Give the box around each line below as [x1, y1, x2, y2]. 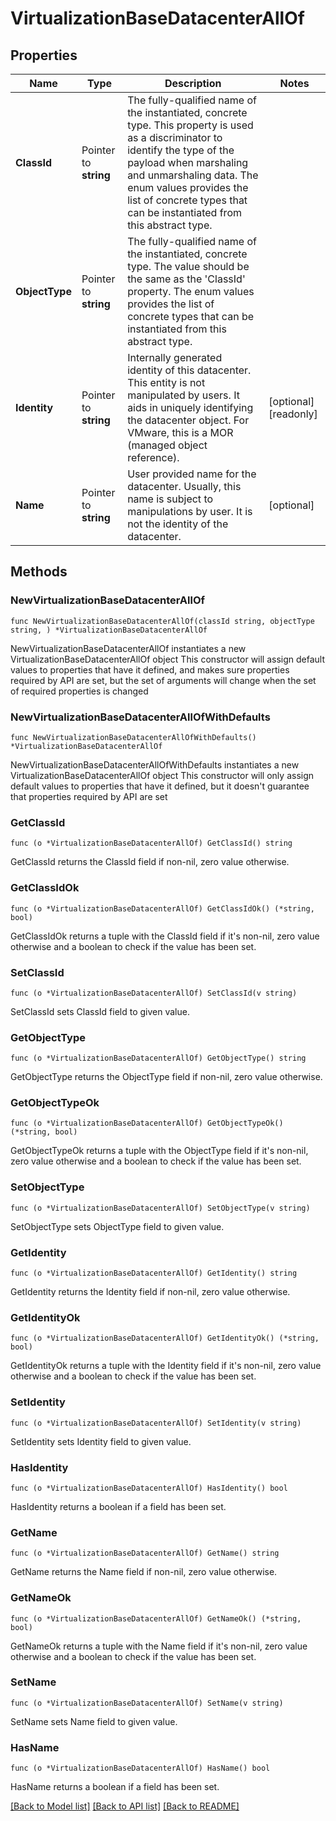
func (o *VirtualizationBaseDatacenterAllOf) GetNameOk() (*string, [10, 1613, 302, 1624]
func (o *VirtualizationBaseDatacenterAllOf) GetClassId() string [10, 838, 293, 849]
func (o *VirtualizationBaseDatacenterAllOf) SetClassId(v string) [10, 988, 298, 998]
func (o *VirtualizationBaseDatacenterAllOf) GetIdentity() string [10, 1268, 298, 1279]
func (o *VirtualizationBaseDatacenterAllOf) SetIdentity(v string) [10, 1418, 302, 1428]
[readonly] [268, 407, 318, 421]
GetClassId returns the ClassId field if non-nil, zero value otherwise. [10, 856, 290, 868]
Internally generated [127, 351, 223, 364]
